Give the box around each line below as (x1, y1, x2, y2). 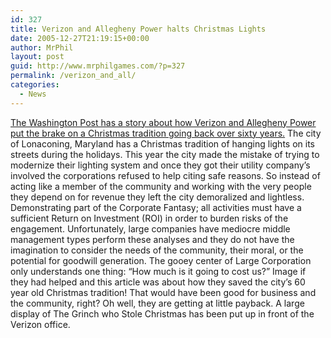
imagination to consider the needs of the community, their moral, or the (10, 244, 304, 256)
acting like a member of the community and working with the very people (10, 180, 312, 192)
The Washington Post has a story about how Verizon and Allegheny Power (10, 116, 317, 128)
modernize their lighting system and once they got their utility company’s (10, 159, 311, 171)
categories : (10, 80, 60, 90)
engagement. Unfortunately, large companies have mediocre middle (10, 222, 291, 235)
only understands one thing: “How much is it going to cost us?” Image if (10, 265, 307, 277)
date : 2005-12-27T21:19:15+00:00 (10, 33, 150, 43)
